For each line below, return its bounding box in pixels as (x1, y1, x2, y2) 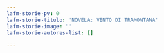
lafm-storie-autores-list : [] (6, 29, 94, 36)
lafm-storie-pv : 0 (6, 10, 60, 17)
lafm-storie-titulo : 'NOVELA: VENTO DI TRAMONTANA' (6, 17, 158, 23)
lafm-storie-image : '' (6, 23, 72, 30)
